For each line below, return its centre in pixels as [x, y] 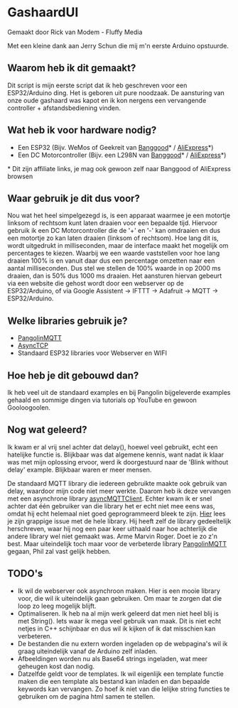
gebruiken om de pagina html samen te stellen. [86, 696]
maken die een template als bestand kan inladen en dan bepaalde [114, 681]
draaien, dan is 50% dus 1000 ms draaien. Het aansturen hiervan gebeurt [115, 276]
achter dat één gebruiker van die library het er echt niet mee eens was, [111, 506]
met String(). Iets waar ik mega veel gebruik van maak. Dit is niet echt [119, 621]
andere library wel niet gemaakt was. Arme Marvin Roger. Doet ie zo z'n [113, 536]
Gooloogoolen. [29, 408]
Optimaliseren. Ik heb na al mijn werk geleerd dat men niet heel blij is [118, 613]
